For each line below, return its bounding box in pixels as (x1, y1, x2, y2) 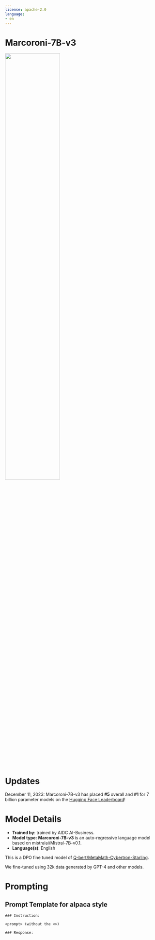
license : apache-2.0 (5, 7, 47, 12)
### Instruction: (5, 913, 40, 918)
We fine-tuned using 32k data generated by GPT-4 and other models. (5, 864, 144, 870)
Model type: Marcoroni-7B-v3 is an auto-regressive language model (12, 835, 151, 841)
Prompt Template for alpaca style (5, 900, 108, 908)
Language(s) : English (12, 845, 56, 851)
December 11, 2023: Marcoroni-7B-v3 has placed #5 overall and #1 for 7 (5, 791, 149, 797)
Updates (5, 775, 40, 786)
